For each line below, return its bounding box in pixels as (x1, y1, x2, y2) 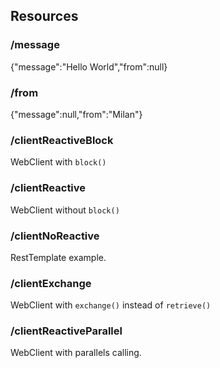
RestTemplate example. (10, 251, 107, 263)
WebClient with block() (10, 156, 107, 168)
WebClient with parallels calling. (10, 347, 142, 359)
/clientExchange (10, 276, 92, 290)
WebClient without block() (10, 204, 120, 216)
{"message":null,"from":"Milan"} (10, 108, 143, 120)
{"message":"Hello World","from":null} (10, 60, 168, 73)
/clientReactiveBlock (10, 133, 114, 147)
